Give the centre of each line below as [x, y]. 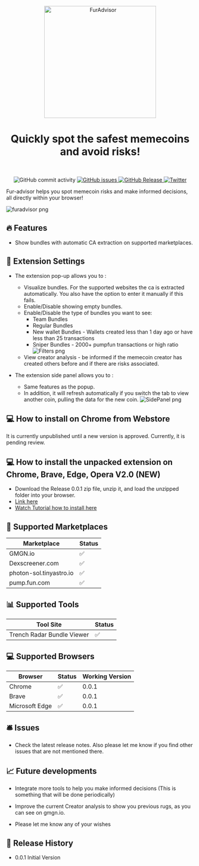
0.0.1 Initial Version [38, 858]
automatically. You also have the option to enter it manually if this [103, 293]
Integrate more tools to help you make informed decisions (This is [95, 788]
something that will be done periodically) [65, 795]
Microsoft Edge [31, 706]
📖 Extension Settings [46, 261]
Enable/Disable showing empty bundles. [73, 306]
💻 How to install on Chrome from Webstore [88, 419]
